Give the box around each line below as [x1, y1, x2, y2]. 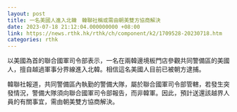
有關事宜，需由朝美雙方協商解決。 [19, 97, 119, 106]
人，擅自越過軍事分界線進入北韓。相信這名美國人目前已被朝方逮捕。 [7, 65, 205, 73]
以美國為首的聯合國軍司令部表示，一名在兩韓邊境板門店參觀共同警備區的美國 [7, 57, 230, 65]
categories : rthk [7, 36, 59, 43]
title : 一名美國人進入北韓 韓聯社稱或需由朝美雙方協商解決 [7, 17, 161, 24]
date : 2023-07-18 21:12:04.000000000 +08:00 [7, 23, 140, 30]
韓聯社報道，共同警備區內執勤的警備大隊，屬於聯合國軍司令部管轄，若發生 [7, 80, 224, 88]
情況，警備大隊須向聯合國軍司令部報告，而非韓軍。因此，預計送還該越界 [13, 89, 224, 97]
